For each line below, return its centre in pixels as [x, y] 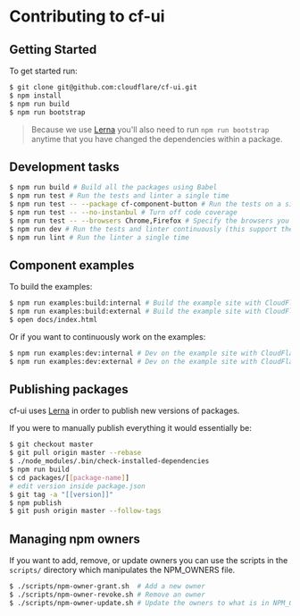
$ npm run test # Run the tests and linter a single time [119, 196]
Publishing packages [69, 389]
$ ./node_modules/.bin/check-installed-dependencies [109, 461]
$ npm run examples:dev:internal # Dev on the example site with [133, 353]
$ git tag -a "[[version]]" [62, 494]
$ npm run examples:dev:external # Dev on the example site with [133, 361]
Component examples [72, 265]
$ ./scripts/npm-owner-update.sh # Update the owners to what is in [139, 603]
